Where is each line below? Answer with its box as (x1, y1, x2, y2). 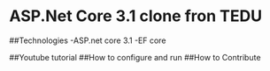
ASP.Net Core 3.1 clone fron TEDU (9, 6, 263, 26)
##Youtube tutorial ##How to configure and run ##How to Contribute (9, 52, 261, 62)
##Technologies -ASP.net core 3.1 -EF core (9, 35, 166, 46)
